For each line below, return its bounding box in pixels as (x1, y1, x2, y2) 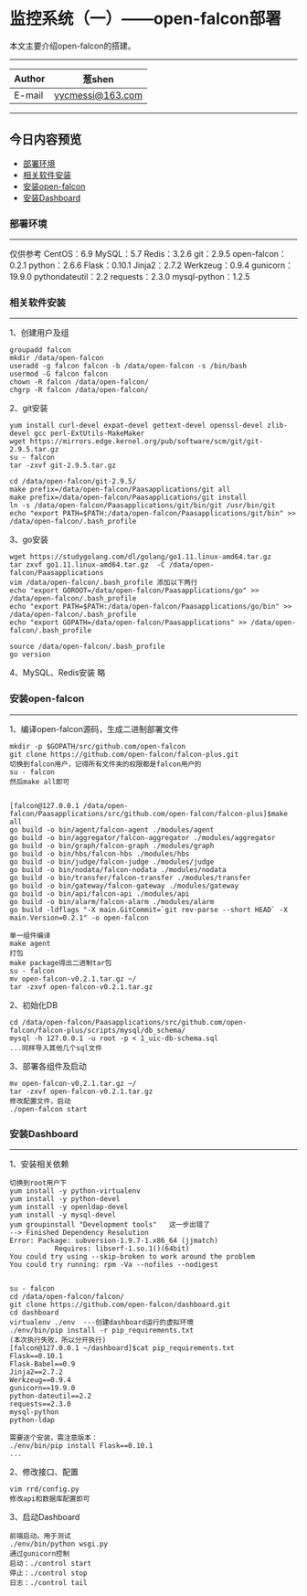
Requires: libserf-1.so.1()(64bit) (54, 1244, 190, 1253)
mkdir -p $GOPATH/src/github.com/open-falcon (9, 741, 185, 750)
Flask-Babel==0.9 (9, 1359, 76, 1368)
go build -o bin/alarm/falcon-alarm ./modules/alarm (9, 897, 215, 906)
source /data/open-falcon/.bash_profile (9, 642, 166, 652)
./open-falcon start (9, 1104, 89, 1113)
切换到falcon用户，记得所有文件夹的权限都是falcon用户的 (9, 760, 202, 769)
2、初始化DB (9, 999, 58, 1010)
